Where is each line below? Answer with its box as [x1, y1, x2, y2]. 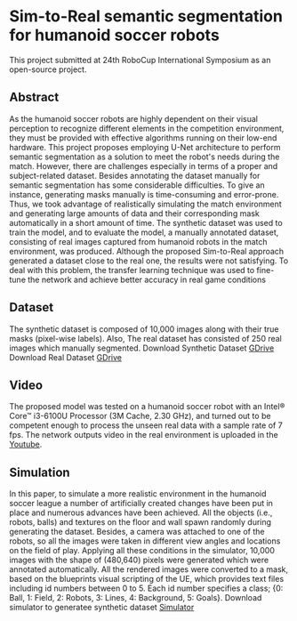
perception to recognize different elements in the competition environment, [9, 123, 285, 133]
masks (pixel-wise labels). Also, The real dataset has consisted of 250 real [9, 333, 282, 343]
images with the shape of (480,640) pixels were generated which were [9, 554, 269, 566]
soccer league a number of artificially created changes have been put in [9, 498, 274, 509]
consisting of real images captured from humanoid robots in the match [9, 236, 269, 246]
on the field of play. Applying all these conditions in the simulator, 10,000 [9, 545, 276, 556]
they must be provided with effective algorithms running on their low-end [9, 132, 277, 143]
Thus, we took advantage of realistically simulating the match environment [9, 198, 282, 209]
